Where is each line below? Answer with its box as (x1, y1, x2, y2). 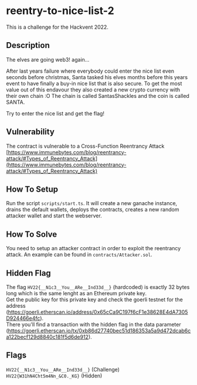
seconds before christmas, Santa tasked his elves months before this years (6, 73, 188, 80)
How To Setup (6, 184, 59, 194)
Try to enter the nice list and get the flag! (6, 110, 104, 117)
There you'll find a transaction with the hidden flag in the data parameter (6, 321, 181, 328)
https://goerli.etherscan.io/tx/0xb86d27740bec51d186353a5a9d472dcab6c (8, 327, 191, 334)
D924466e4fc (6, 315, 40, 322)
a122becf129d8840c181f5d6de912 (6, 333, 89, 340)
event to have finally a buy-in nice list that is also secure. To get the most (6, 80, 182, 87)
